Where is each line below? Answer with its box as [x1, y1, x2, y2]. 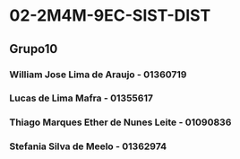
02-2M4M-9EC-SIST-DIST [9, 5, 211, 26]
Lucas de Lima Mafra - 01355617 [9, 92, 154, 104]
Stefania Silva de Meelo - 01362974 [9, 140, 167, 153]
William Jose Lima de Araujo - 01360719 [9, 68, 187, 81]
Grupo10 [9, 41, 58, 57]
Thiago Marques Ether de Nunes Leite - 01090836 [9, 116, 232, 128]
